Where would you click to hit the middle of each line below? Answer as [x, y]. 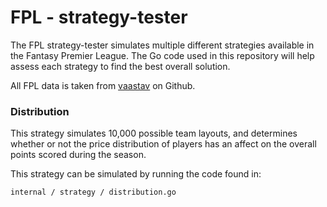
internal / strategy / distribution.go [93, 192]
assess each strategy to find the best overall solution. [120, 66]
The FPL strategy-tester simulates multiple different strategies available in [162, 45]
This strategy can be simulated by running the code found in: [136, 174]
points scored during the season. [78, 155]
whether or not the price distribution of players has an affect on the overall [163, 144]
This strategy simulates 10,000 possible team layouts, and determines [154, 133]
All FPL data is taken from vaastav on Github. [103, 85]
